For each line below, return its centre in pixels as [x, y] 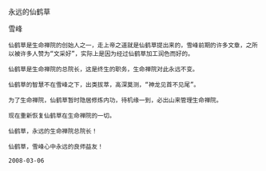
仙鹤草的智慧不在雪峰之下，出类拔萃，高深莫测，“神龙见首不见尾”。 [104, 85]
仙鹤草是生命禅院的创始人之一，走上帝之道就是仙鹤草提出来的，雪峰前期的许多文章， [127, 46]
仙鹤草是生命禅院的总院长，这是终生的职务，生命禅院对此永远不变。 [103, 70]
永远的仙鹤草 [29, 12]
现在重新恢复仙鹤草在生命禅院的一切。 [62, 116]
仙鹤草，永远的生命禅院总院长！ [53, 131]
